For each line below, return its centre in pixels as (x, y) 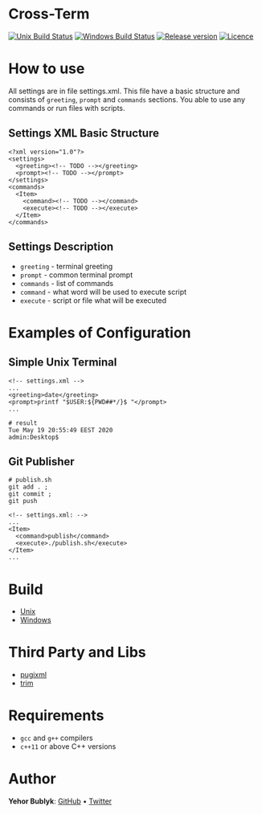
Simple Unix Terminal (63, 362)
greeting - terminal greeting (66, 266)
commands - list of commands (67, 283)
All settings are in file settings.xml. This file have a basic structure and (124, 91)
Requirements (56, 716)
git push (23, 501)
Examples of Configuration (100, 332)
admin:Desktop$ (34, 437)
